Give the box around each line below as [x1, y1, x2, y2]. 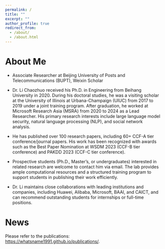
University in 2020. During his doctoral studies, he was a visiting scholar [12, 92, 159, 98]
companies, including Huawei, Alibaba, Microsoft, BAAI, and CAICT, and [12, 189, 159, 195]
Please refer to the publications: [5, 233, 70, 239]
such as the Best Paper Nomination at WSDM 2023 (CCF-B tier [12, 143, 140, 149]
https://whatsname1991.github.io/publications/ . [5, 238, 100, 244]
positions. [12, 199, 33, 205]
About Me [5, 56, 46, 67]
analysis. [12, 124, 31, 130]
